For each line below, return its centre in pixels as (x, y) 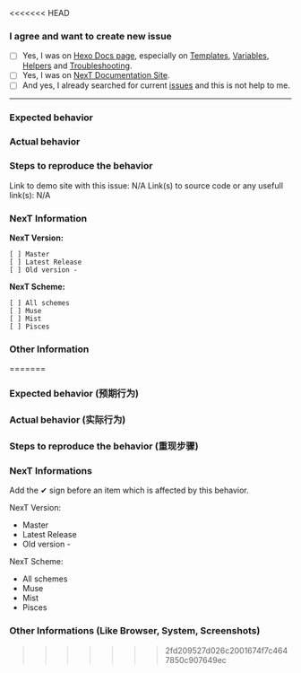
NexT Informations (51, 470)
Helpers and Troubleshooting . (77, 66)
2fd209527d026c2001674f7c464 (227, 651)
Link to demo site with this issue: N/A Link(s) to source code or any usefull (146, 185)
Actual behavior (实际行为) (68, 420)
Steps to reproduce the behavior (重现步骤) (104, 446)
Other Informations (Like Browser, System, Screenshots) (135, 631)
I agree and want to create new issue (90, 36)
